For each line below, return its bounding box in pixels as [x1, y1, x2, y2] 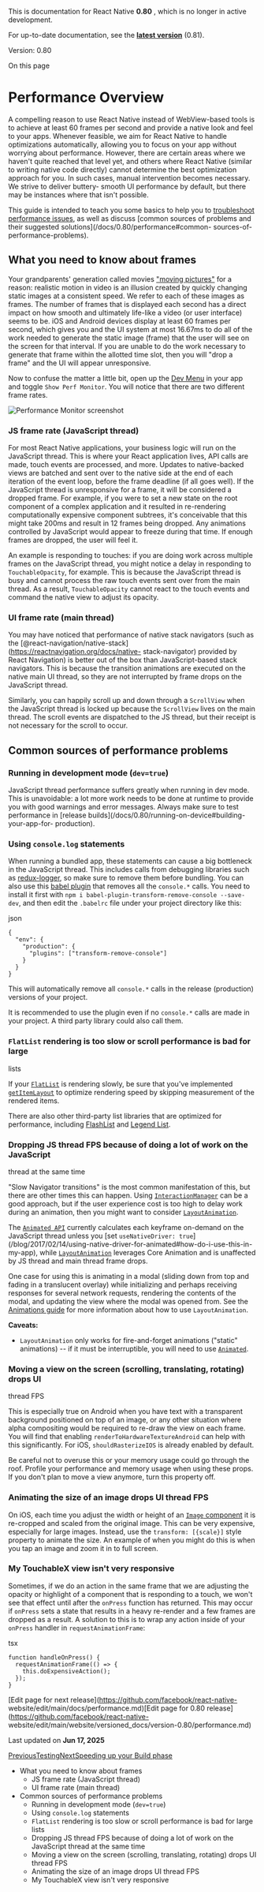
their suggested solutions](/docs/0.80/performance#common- [8, 222, 212, 231]
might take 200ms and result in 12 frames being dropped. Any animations [8, 518, 247, 528]
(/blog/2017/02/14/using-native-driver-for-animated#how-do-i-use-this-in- [8, 1239, 253, 1249]
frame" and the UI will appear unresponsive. [8, 358, 151, 368]
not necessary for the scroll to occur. [8, 721, 128, 731]
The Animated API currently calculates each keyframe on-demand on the [8, 1222, 244, 1232]
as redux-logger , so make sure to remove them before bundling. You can [8, 873, 244, 883]
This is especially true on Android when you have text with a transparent [8, 1407, 243, 1416]
